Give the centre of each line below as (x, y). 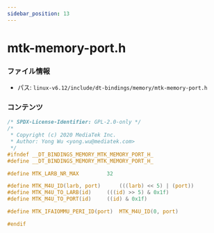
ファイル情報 (29, 71)
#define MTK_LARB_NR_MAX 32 (60, 174)
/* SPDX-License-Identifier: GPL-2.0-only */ (74, 122)
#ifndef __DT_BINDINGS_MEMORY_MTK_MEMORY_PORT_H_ (81, 154)
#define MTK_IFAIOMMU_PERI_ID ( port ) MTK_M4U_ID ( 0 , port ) (93, 212)
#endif (17, 224)
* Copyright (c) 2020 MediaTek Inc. (63, 135)
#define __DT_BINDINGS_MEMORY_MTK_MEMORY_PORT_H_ (81, 161)
